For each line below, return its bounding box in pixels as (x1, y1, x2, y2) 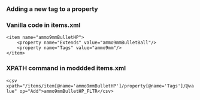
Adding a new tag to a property (6, 5, 98, 13)
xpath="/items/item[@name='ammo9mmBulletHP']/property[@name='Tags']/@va (6, 83, 195, 89)
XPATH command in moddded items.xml (6, 64, 126, 72)
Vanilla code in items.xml (6, 20, 81, 29)
